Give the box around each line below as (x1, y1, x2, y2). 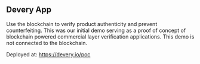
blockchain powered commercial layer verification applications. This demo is (6, 33, 195, 40)
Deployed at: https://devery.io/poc (6, 50, 91, 58)
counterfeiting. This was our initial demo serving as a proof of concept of (6, 27, 186, 34)
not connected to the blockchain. (6, 39, 88, 46)
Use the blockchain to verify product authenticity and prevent (6, 20, 158, 27)
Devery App (6, 5, 52, 15)
